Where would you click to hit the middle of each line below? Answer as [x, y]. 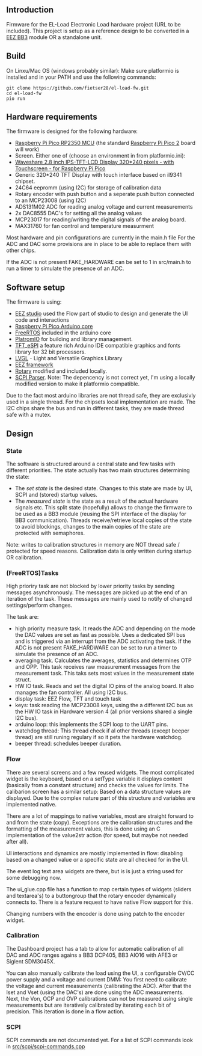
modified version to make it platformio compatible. [77, 384]
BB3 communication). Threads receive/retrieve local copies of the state [103, 520]
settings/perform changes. [39, 605]
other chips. [21, 250]
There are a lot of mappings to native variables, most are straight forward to [100, 816]
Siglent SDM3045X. [31, 961]
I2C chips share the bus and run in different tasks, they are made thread [95, 408]
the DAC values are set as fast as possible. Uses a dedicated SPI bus [100, 635]
